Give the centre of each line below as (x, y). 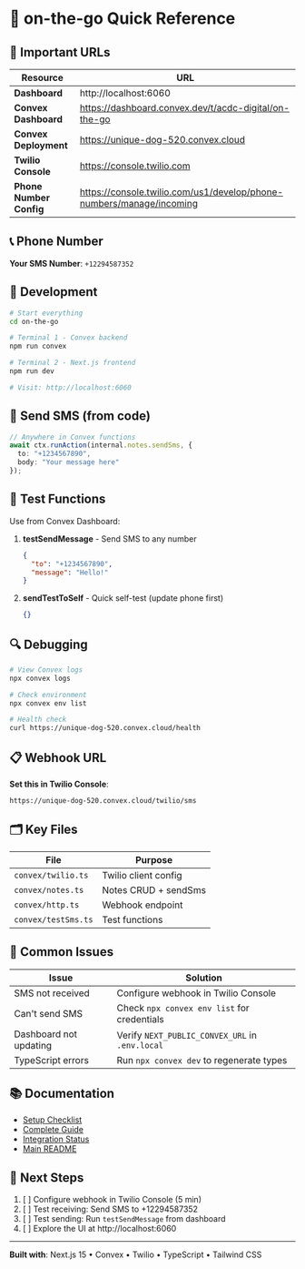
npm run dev (32, 371)
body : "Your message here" (69, 462)
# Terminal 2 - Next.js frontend (73, 363)
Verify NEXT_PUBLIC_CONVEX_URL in (187, 1035)
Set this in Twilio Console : (59, 784)
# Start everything (46, 313)
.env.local (140, 1045)
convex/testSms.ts (54, 919)
